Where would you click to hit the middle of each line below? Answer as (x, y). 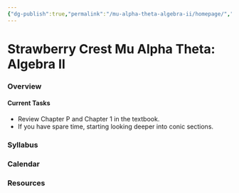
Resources (26, 183)
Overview (25, 86)
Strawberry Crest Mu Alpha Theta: (111, 49)
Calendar (24, 164)
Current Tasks (29, 103)
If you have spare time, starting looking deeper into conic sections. (116, 126)
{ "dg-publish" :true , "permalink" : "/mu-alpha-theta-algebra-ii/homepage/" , (119, 14)
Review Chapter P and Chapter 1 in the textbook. (89, 118)
